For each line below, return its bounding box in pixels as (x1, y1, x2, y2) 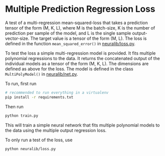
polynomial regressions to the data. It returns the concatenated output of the (5, 55, 160, 61)
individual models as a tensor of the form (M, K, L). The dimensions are (5, 61, 149, 66)
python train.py (5, 113, 38, 118)
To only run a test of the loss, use (5, 137, 73, 143)
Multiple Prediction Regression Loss (5, 3, 156, 15)
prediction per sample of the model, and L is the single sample (5, 30, 131, 36)
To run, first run (5, 80, 37, 87)
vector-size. (5, 35, 29, 41)
